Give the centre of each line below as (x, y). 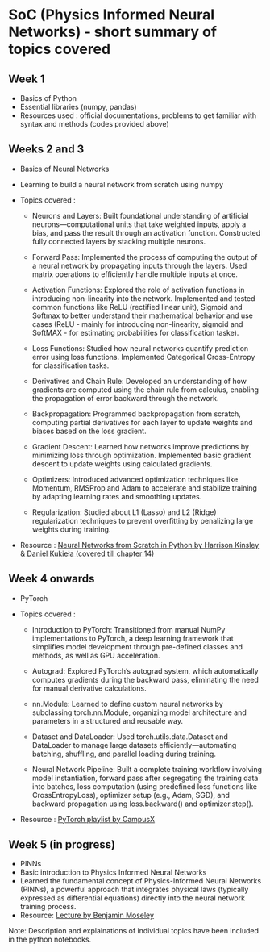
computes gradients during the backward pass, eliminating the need (145, 679)
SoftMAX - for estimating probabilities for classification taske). (135, 332)
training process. (48, 907)
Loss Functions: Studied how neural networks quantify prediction (140, 348)
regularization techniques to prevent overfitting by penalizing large (143, 520)
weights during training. (71, 529)
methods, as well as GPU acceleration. (96, 655)
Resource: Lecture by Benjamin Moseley (87, 915)
